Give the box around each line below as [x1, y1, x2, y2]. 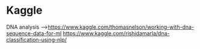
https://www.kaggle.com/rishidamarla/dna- [62, 29, 170, 36]
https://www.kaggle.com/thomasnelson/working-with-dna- [47, 23, 194, 30]
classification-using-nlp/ [6, 36, 67, 43]
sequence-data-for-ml [6, 29, 62, 36]
